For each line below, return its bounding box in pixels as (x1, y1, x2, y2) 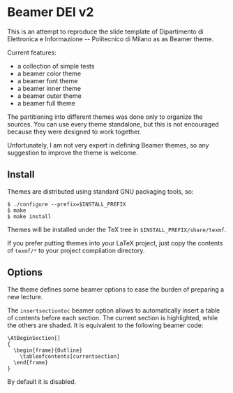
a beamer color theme (17, 69, 82, 78)
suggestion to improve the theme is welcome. (7, 148, 138, 157)
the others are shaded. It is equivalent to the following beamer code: (7, 321, 204, 329)
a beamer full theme (17, 99, 75, 107)
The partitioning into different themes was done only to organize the (7, 113, 203, 121)
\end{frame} (13, 359, 49, 366)
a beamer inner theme (17, 84, 82, 92)
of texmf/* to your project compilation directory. (7, 246, 145, 255)
